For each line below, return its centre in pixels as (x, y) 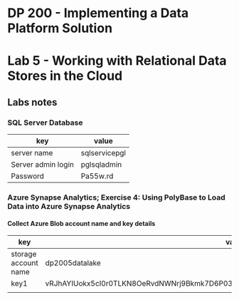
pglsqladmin (101, 165)
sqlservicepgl (103, 153)
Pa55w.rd (97, 176)
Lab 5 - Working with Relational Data (117, 61)
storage (24, 254)
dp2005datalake (73, 263)
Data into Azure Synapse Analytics (69, 206)
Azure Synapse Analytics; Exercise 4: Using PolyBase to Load (116, 197)
